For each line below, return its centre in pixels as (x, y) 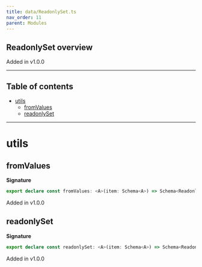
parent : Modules (26, 23)
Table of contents (40, 86)
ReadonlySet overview (50, 47)
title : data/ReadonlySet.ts (41, 12)
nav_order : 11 (24, 17)
